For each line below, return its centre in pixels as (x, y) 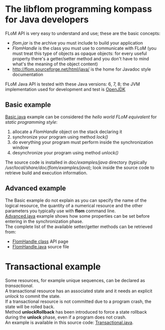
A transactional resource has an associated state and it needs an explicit (79, 291)
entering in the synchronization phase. (44, 221)
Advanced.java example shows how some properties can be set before (77, 216)
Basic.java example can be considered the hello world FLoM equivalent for (81, 117)
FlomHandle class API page (40, 241)
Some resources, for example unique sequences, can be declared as (75, 280)
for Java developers (47, 20)
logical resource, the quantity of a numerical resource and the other (74, 205)
